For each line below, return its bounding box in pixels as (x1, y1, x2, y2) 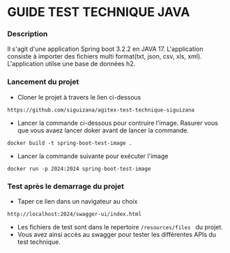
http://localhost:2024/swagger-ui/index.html (7, 210, 141, 218)
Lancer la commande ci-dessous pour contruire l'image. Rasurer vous (17, 118, 218, 127)
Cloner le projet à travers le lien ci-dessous (17, 93, 141, 101)
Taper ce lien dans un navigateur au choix (17, 197, 138, 206)
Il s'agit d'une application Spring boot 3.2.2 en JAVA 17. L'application (7, 45, 204, 53)
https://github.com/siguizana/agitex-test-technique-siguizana (7, 106, 195, 114)
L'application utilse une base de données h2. (7, 60, 136, 68)
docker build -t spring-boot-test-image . (7, 139, 132, 146)
